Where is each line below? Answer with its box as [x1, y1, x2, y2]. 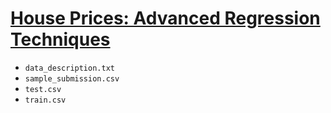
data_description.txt [24, 63, 115, 73]
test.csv [24, 84, 62, 94]
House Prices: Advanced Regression [10, 7, 321, 30]
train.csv [24, 95, 67, 105]
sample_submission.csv [24, 73, 120, 84]
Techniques [10, 28, 111, 51]
